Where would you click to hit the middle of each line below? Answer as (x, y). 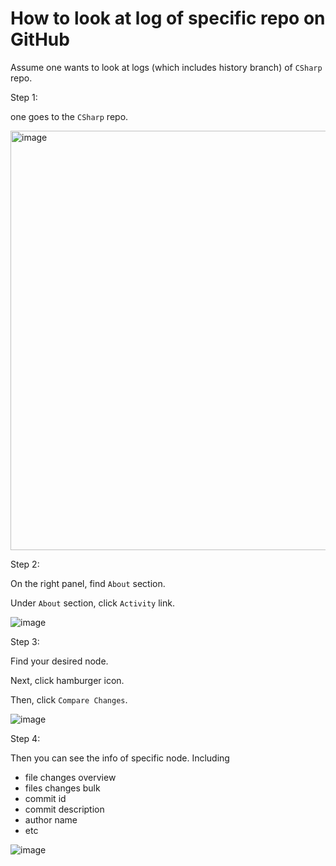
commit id (45, 798)
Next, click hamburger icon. (67, 680)
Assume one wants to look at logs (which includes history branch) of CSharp (166, 67)
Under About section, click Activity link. (92, 603)
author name (51, 819)
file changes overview (70, 777)
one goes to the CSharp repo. (69, 116)
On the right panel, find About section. (88, 583)
